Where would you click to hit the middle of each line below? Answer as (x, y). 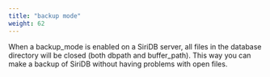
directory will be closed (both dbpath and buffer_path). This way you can (130, 55)
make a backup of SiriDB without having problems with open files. (118, 64)
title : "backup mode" (45, 16)
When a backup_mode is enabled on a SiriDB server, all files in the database (135, 46)
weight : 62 (27, 24)
